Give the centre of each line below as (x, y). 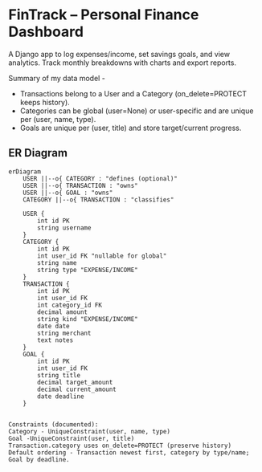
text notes (55, 340)
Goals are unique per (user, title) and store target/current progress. (131, 128)
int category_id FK (70, 305)
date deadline (61, 396)
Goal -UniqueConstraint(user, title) (72, 438)
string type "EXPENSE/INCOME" (88, 270)
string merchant (64, 333)
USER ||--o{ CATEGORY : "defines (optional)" (100, 178)
